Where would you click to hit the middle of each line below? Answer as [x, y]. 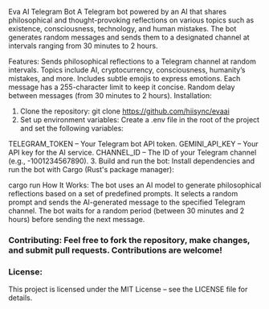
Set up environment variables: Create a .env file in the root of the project [139, 119]
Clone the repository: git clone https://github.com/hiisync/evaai [125, 111]
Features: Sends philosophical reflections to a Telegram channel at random [132, 61]
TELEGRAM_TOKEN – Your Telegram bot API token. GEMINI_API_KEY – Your [133, 144]
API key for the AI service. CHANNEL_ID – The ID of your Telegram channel [132, 152]
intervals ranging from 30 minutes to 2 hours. [83, 46]
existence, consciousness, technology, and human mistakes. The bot [122, 29]
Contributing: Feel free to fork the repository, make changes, [129, 240]
